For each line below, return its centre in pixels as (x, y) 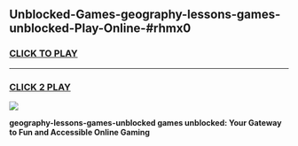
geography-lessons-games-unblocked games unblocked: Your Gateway (145, 122)
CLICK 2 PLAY (40, 87)
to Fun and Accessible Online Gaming (80, 132)
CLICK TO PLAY (43, 54)
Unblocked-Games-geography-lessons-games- (145, 15)
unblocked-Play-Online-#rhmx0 (100, 29)
